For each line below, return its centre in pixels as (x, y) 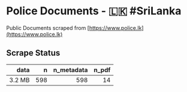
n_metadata (70, 70)
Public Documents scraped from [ (48, 27)
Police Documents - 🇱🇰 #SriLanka (94, 11)
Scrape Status (33, 53)
